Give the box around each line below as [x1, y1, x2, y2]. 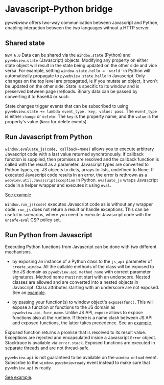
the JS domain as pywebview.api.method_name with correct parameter [12, 269, 151, 275]
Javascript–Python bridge [5, 3, 113, 15]
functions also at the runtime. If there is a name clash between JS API [12, 315, 153, 321]
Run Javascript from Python [5, 133, 93, 141]
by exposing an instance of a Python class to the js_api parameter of [12, 258, 152, 265]
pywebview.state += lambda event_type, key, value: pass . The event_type [5, 108, 157, 114]
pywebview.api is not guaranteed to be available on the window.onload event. [5, 355, 158, 361]
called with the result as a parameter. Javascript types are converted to [5, 161, 149, 167]
